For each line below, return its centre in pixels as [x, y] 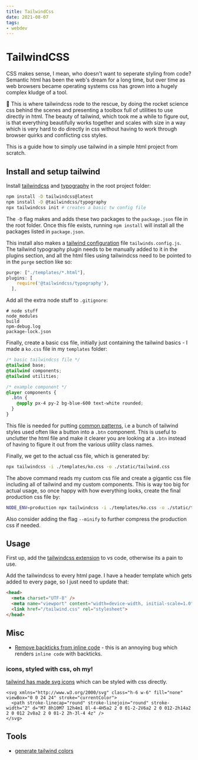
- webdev [17, 28]
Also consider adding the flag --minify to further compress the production [97, 519]
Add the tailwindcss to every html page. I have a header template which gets [99, 576]
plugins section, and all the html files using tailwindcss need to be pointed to [99, 255]
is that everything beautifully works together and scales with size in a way [96, 123]
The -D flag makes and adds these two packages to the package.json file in [97, 218]
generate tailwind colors [44, 751]
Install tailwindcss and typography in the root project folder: [79, 186]
